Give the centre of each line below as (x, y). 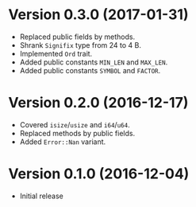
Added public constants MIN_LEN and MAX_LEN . (94, 62)
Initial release (41, 196)
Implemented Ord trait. (56, 53)
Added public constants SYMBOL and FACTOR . (90, 70)
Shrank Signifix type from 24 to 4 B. (80, 45)
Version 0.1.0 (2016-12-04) (99, 174)
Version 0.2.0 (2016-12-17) (98, 103)
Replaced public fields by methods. (77, 37)
